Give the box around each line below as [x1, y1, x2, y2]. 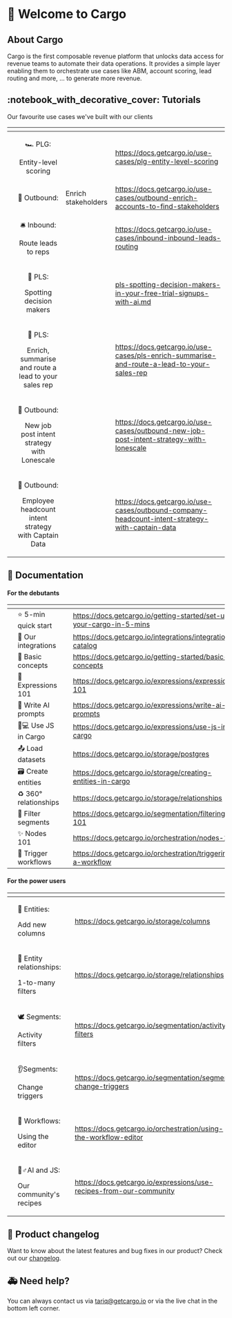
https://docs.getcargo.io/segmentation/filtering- [72, 809, 230, 819]
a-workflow [72, 857, 112, 867]
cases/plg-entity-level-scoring [115, 157, 219, 167]
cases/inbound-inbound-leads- [115, 233, 221, 243]
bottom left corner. [7, 1304, 61, 1312]
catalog [72, 641, 97, 651]
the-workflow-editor [75, 1132, 144, 1142]
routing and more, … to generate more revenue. [7, 74, 142, 82]
